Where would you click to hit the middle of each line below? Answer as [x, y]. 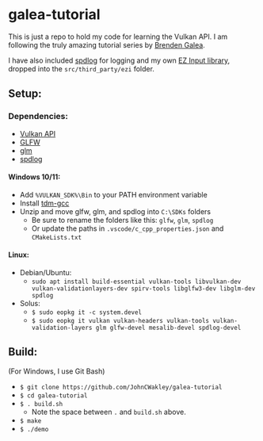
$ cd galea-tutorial [53, 395]
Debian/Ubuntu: [46, 273]
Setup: [25, 94]
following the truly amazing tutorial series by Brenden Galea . [107, 44]
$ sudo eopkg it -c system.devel [87, 313]
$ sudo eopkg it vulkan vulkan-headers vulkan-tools [120, 321]
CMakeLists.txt [56, 237]
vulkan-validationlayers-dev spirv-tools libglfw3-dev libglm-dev [143, 289]
